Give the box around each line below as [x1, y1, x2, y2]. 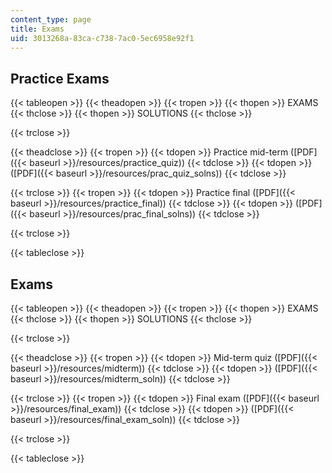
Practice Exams [10, 70, 110, 87]
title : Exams [10, 24, 65, 34]
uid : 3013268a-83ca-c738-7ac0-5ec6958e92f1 [10, 33, 195, 43]
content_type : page [10, 14, 92, 25]
